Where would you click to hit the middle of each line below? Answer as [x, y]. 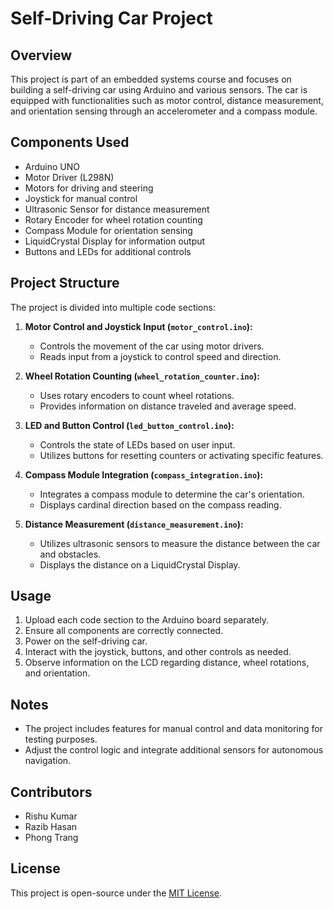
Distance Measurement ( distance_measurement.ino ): [134, 524]
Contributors [51, 792]
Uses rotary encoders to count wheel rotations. [137, 395]
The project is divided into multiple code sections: [113, 307]
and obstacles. [70, 554]
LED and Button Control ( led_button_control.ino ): [129, 425]
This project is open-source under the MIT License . [116, 893]
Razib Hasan [51, 827]
